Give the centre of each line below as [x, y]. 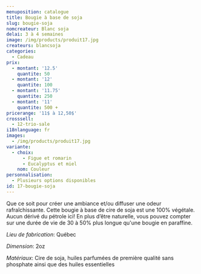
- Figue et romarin [47, 158]
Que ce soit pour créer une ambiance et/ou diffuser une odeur [84, 203]
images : [16, 136]
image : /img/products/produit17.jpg [52, 40]
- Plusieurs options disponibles [54, 181]
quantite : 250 [35, 96]
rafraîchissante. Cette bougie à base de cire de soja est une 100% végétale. [100, 210]
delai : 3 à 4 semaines [35, 34]
